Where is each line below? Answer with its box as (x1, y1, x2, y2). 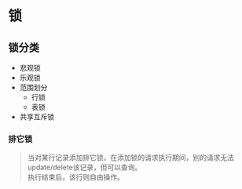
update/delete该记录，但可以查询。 (27, 162, 142, 173)
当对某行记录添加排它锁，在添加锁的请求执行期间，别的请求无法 (27, 153, 234, 162)
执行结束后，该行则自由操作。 (27, 173, 124, 182)
